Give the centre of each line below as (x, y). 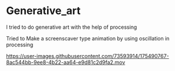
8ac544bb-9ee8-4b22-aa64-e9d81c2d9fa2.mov (66, 62)
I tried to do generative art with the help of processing (72, 27)
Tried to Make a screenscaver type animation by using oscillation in (88, 38)
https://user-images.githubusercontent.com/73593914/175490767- (87, 56)
